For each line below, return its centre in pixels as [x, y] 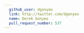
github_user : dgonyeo [31, 9]
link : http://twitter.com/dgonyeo [44, 14]
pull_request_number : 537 [35, 23]
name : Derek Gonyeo [29, 18]
